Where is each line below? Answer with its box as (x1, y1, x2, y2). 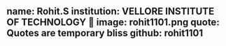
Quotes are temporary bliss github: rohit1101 (6, 27, 204, 39)
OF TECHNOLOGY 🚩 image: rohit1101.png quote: (6, 17, 220, 29)
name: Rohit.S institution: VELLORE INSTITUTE (6, 6, 215, 17)
